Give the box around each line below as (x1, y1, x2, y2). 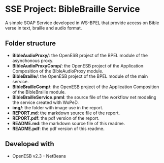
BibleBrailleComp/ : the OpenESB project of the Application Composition (12, 84, 159, 90)
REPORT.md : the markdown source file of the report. (12, 110, 120, 116)
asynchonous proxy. (12, 58, 54, 64)
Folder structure (5, 39, 56, 48)
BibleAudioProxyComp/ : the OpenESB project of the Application (12, 63, 144, 68)
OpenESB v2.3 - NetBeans (12, 153, 66, 159)
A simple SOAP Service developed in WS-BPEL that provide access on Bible (5, 20, 159, 26)
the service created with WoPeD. (12, 99, 79, 105)
